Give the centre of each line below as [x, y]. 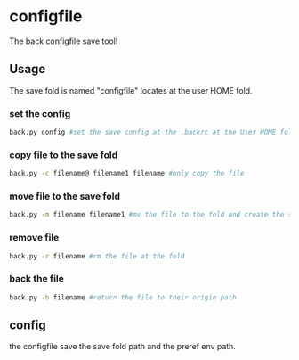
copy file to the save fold [64, 155]
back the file [37, 279]
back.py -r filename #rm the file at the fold [97, 256]
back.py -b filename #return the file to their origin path [123, 297]
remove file [34, 238]
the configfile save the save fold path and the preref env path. [122, 347]
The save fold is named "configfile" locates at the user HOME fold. [131, 90]
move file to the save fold [65, 196]
